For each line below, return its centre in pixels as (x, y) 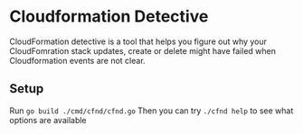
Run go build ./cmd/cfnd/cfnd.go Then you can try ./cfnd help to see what (151, 111)
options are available (48, 120)
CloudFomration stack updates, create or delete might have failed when (142, 50)
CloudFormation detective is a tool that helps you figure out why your (138, 41)
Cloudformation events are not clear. (78, 60)
